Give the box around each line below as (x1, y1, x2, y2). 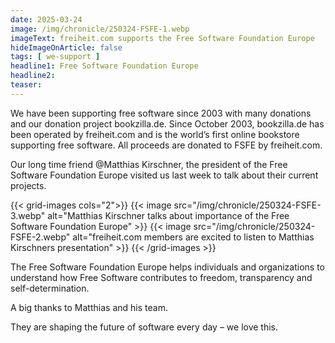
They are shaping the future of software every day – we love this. (10, 321, 279, 333)
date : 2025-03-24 (10, 14, 83, 25)
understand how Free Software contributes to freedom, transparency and (10, 271, 313, 283)
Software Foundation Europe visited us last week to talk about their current (10, 169, 319, 181)
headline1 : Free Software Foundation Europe (10, 61, 199, 71)
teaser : (10, 80, 43, 90)
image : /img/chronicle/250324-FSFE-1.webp (10, 24, 190, 34)
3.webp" (10, 209, 46, 221)
